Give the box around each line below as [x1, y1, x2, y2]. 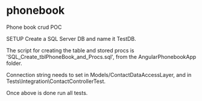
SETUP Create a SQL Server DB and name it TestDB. [6, 35, 137, 42]
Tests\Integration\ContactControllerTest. [6, 78, 106, 85]
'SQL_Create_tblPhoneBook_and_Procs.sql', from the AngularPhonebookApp [6, 53, 197, 60]
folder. [6, 60, 22, 67]
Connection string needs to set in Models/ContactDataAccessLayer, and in [6, 71, 192, 78]
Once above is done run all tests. [6, 89, 88, 96]
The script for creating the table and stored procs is [6, 46, 134, 54]
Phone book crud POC [6, 23, 62, 31]
